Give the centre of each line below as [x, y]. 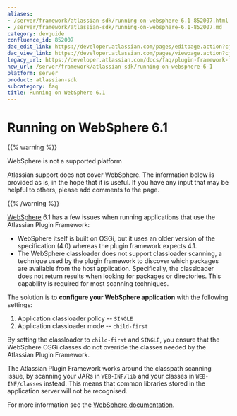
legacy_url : [25, 60]
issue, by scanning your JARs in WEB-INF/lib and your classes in [101, 376]
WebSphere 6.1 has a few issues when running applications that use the [111, 217]
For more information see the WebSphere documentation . [91, 405]
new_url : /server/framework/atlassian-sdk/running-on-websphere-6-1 [110, 67]
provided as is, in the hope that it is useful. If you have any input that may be [118, 183]
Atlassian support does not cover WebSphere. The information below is [111, 175]
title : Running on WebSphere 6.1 [56, 93]
